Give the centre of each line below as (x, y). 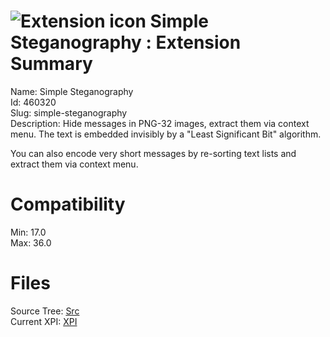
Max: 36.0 (31, 242)
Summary (51, 64)
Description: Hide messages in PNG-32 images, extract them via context (160, 123)
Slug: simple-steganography (69, 112)
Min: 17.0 (28, 232)
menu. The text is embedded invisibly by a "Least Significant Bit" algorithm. (166, 134)
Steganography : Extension (126, 42)
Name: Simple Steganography (72, 91)
